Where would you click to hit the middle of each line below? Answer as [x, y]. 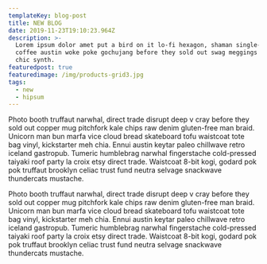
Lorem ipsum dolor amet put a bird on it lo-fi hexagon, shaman [124, 45]
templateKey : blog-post [48, 16]
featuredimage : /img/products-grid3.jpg [76, 75]
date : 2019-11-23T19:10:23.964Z [62, 30]
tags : [17, 82]
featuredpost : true [41, 68]
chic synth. [35, 60]
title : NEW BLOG [35, 23]
